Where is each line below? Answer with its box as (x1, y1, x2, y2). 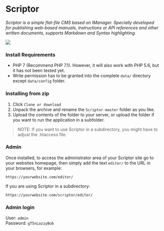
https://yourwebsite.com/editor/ (5, 174, 73, 179)
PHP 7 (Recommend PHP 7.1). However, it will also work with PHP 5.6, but (12, 63, 159, 68)
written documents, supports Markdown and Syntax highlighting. (5, 30, 136, 36)
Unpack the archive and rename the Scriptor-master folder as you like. (12, 106, 155, 112)
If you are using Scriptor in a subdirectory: (5, 183, 91, 189)
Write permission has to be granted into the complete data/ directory (12, 73, 151, 79)
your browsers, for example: (5, 165, 62, 171)
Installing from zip (5, 90, 49, 97)
